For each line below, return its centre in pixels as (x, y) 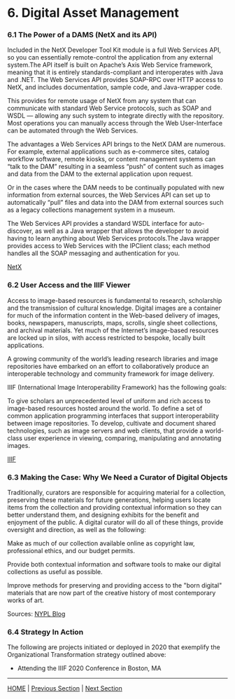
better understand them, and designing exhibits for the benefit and (103, 515)
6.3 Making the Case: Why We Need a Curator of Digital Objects (117, 477)
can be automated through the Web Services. (73, 130)
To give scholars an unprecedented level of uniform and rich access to (109, 400)
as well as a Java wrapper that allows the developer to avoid (122, 231)
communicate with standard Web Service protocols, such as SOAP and (109, 108)
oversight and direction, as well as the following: (77, 530)
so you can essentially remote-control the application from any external (110, 57)
